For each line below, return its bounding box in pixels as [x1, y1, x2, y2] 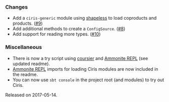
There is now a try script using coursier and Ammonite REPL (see [12, 55, 148, 61]
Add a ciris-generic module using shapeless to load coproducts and [12, 15, 157, 21]
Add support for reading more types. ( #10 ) [12, 31, 101, 37]
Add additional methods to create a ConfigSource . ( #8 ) [12, 26, 126, 32]
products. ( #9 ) [12, 20, 43, 26]
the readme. [12, 71, 38, 77]
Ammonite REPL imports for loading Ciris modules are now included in [12, 66, 158, 72]
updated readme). [12, 61, 50, 67]
